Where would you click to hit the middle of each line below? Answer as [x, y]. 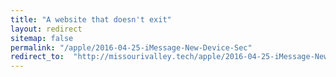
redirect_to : [37, 57]
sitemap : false [42, 38]
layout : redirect [46, 29]
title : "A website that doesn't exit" [91, 19]
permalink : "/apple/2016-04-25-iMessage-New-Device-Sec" [131, 47]
